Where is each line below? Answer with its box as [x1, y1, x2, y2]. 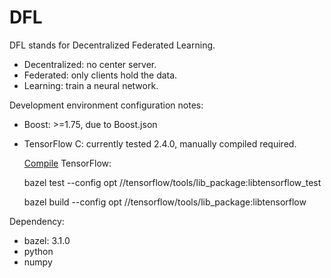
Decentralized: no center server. [23, 58, 157, 70]
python [23, 245, 54, 257]
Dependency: [9, 215, 65, 227]
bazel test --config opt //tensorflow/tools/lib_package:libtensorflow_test [23, 176, 322, 188]
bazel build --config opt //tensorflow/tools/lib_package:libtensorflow [23, 196, 307, 208]
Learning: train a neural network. [23, 79, 159, 91]
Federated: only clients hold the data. [23, 69, 178, 81]
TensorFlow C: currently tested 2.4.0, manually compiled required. [23, 137, 297, 150]
